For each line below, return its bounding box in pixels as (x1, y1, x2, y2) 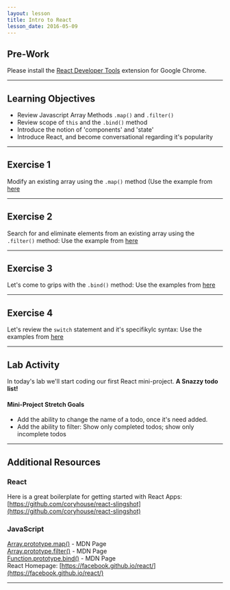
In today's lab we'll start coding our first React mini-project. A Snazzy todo (7, 377, 218, 386)
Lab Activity (7, 359, 60, 370)
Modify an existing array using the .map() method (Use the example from (7, 177, 213, 185)
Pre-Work (7, 48, 50, 60)
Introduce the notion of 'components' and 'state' (16, 126, 154, 134)
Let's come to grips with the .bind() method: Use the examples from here (7, 281, 216, 289)
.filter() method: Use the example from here (7, 236, 138, 244)
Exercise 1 (7, 159, 51, 171)
